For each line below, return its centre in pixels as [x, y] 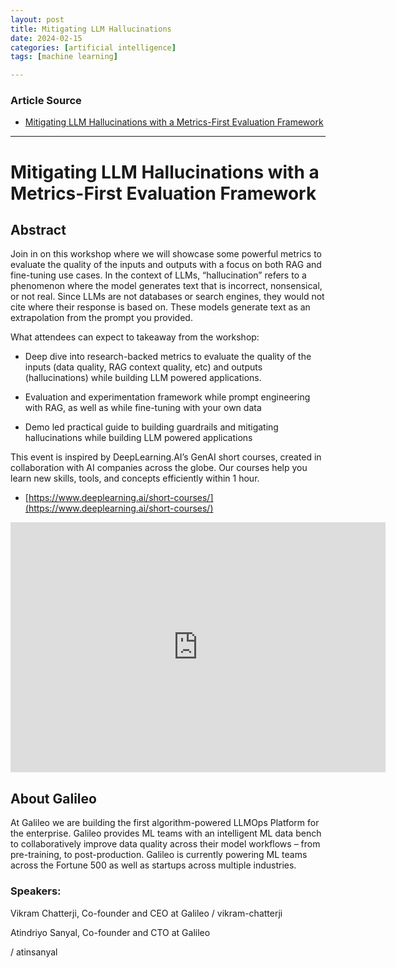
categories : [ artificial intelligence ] [93, 47]
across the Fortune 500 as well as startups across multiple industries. [153, 865]
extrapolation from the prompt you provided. [101, 318]
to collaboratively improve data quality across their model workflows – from [165, 844]
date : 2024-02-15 [46, 38]
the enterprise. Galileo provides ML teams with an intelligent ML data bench [166, 833]
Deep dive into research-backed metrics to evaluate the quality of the [168, 357]
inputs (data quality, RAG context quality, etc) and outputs [143, 367]
